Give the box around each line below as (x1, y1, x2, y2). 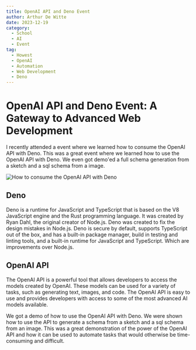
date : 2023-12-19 (6, 19, 49, 25)
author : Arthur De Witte (6, 14, 67, 20)
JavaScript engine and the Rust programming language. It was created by (6, 212, 184, 219)
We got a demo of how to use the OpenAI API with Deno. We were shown (6, 312, 183, 320)
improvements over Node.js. (6, 243, 74, 250)
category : (6, 25, 30, 31)
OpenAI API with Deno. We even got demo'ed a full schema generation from (6, 156, 189, 163)
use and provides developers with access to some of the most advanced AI (6, 294, 188, 302)
